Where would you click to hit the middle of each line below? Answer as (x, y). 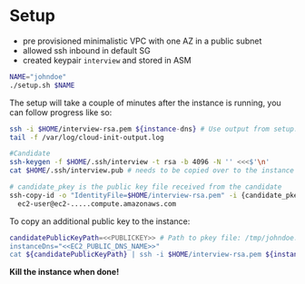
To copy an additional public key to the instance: (100, 221)
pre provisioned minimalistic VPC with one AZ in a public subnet (142, 41)
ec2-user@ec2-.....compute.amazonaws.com (97, 204)
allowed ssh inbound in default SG (87, 50)
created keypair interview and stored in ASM (107, 60)
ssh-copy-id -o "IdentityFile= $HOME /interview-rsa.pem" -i (123, 195)
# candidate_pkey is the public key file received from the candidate (146, 187)
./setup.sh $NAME (42, 85)
